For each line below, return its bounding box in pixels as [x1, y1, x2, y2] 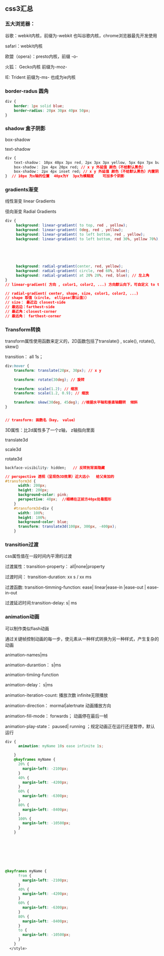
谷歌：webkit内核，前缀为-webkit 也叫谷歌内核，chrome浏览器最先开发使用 [5, 32, 157, 38]
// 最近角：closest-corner [5, 309, 57, 314]
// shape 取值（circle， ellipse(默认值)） [5, 296, 89, 300]
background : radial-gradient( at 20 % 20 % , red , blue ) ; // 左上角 [16, 273, 150, 278]
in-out [5, 590, 18, 596]
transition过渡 [5, 541, 39, 548]
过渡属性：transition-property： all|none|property [5, 564, 105, 569]
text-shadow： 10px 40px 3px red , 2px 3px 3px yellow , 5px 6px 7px [14, 160, 153, 165]
